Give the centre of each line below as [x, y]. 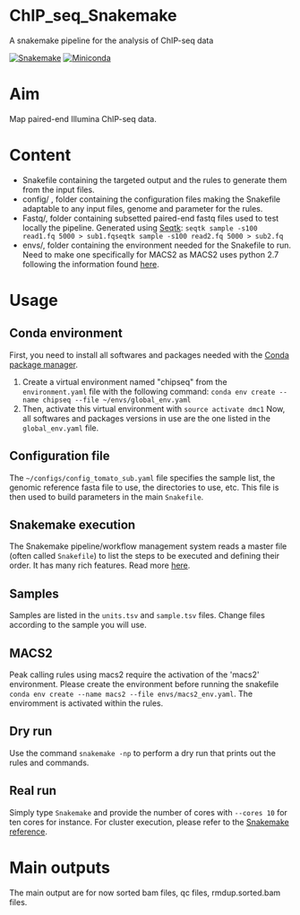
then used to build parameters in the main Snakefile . [107, 497]
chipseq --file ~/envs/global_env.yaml [117, 400]
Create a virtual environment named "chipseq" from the [124, 381]
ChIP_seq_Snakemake [93, 16]
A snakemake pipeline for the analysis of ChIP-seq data [111, 40]
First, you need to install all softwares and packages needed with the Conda [149, 354]
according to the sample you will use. [78, 625]
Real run [33, 791]
